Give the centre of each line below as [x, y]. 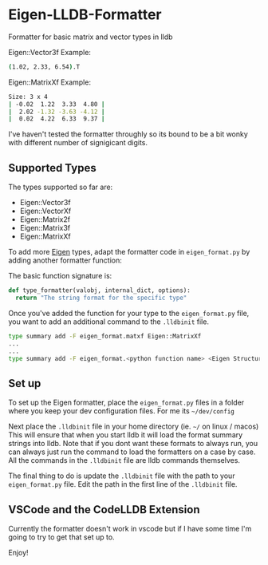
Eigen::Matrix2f [45, 219]
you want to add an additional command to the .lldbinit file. [109, 322]
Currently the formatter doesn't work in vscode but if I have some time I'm [130, 529]
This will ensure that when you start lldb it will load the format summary [126, 435]
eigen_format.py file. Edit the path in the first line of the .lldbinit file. [123, 484]
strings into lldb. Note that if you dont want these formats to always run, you [133, 444]
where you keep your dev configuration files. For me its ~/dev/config [122, 411]
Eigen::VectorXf [45, 211]
